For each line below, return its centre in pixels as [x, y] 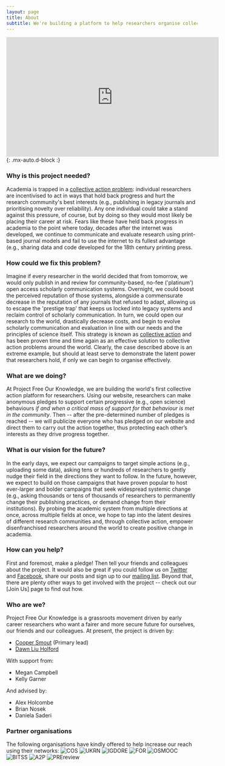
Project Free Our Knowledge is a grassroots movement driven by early [94, 618]
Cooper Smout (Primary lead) [52, 643]
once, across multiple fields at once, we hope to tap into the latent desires [99, 515]
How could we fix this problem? [54, 263]
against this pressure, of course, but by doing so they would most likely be [99, 215]
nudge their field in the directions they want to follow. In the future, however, [102, 476]
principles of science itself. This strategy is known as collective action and [99, 334]
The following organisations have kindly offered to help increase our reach [99, 744]
